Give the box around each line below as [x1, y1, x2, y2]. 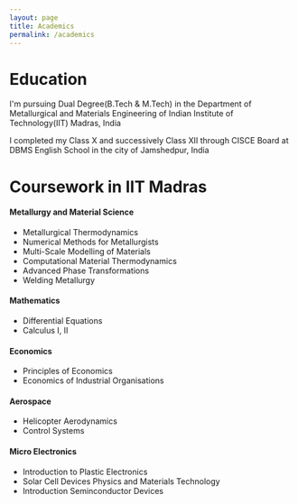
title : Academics [9, 22, 75, 31]
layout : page [9, 13, 59, 23]
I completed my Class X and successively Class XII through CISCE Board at [9, 135, 289, 146]
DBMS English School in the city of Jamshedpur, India [9, 145, 210, 156]
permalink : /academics [9, 30, 95, 39]
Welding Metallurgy [22, 274, 96, 285]
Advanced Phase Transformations [22, 265, 150, 276]
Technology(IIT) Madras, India [9, 118, 122, 129]
